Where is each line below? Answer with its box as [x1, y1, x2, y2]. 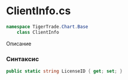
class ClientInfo [17, 29, 60, 35]
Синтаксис [6, 55, 40, 63]
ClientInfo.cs [6, 4, 71, 18]
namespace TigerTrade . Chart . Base [6, 24, 88, 30]
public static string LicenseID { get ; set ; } [6, 68, 123, 74]
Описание [6, 40, 31, 47]
